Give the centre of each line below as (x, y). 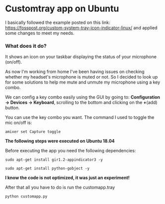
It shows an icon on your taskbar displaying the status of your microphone (81, 57)
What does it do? (26, 46)
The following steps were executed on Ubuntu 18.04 (60, 141)
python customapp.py (27, 197)
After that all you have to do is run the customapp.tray (60, 188)
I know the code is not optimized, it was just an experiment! (67, 178)
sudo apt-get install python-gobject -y (48, 169)
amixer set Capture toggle (33, 132)
